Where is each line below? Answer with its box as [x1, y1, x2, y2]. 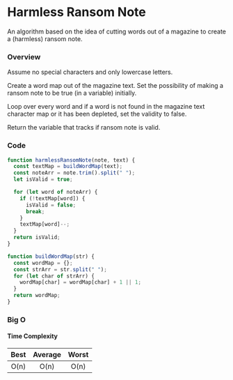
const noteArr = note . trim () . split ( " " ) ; [13, 169, 136, 176]
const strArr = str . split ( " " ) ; [13, 266, 108, 273]
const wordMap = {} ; [13, 259, 73, 266]
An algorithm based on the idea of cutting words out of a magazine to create [7, 27, 227, 36]
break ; [25, 208, 45, 215]
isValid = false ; [25, 202, 77, 208]
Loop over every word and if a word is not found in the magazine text [7, 102, 205, 111]
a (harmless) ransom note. [7, 34, 83, 43]
